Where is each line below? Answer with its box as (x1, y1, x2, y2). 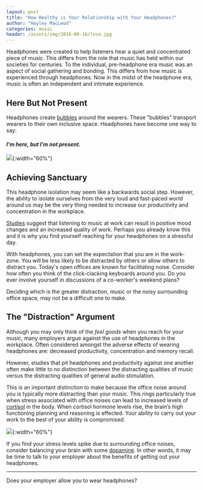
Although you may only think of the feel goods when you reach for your (6, 328, 184, 335)
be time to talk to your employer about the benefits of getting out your (6, 452, 180, 460)
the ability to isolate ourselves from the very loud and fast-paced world (6, 194, 183, 202)
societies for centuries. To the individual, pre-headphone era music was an (6, 61, 193, 68)
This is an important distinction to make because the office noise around (6, 383, 186, 391)
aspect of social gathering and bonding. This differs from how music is (6, 67, 182, 74)
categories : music (6, 25, 53, 32)
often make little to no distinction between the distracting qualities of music (6, 365, 193, 372)
